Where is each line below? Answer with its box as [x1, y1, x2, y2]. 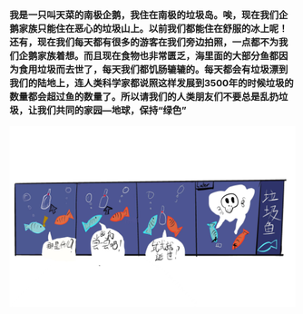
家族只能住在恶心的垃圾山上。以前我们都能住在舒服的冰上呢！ [18, 23, 288, 35]
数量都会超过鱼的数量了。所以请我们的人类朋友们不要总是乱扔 [9, 91, 279, 103]
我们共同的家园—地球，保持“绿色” [37, 104, 188, 117]
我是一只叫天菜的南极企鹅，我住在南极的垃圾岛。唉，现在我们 [9, 9, 279, 22]
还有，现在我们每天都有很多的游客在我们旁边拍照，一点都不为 [9, 36, 279, 49]
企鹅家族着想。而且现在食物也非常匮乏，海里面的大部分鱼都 [18, 50, 279, 63]
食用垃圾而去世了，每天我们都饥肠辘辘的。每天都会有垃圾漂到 [18, 64, 288, 76]
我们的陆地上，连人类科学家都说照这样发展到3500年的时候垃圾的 [9, 77, 294, 90]
